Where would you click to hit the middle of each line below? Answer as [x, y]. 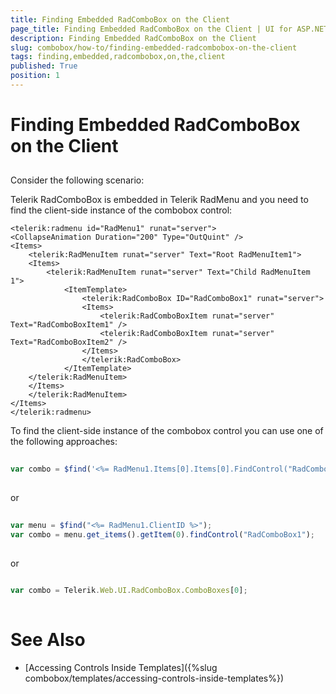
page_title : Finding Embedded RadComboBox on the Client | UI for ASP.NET [169, 29]
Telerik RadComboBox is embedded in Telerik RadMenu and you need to [159, 200]
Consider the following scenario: [77, 180]
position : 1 [35, 76]
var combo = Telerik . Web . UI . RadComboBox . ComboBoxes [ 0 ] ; [129, 591]
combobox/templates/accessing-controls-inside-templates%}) [154, 678]
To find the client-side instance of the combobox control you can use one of [167, 431]
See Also [48, 640]
